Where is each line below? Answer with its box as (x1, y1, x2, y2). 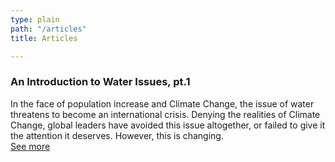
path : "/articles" (10, 24, 87, 34)
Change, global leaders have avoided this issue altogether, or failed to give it (10, 119, 326, 131)
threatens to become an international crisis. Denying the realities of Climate (10, 108, 321, 120)
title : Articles (10, 33, 78, 43)
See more (10, 140, 51, 152)
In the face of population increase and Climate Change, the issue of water (10, 97, 315, 110)
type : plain (10, 14, 60, 25)
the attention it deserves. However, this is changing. (10, 129, 224, 141)
